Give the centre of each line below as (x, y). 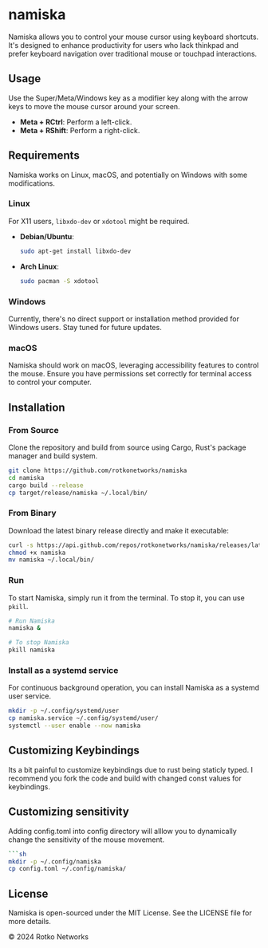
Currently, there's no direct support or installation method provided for (124, 319)
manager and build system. (53, 455)
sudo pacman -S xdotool (59, 281)
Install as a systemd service (63, 671)
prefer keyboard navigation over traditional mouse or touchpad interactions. (133, 53)
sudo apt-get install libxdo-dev (75, 251)
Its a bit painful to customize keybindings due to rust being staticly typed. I (131, 769)
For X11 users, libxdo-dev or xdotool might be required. (99, 221)
